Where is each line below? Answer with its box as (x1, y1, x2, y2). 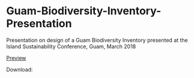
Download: (6, 65, 33, 73)
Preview (6, 54, 26, 61)
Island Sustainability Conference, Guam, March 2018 (6, 43, 136, 50)
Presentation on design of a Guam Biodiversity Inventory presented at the (6, 36, 188, 43)
